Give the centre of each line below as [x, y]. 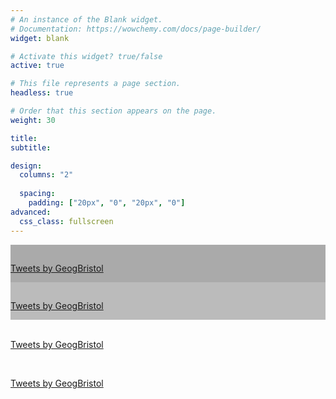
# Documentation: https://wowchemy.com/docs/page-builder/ [136, 29]
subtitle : [31, 147]
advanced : [31, 212]
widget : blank [40, 38]
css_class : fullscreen [66, 221]
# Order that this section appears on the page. [113, 111]
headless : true [42, 93]
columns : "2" [46, 175]
